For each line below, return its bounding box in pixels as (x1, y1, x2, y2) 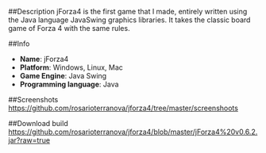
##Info (8, 39, 30, 48)
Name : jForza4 (19, 55, 69, 63)
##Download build (8, 119, 69, 128)
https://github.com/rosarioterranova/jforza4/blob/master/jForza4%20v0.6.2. (8, 127, 258, 136)
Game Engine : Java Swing (19, 71, 107, 80)
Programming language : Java (19, 79, 119, 89)
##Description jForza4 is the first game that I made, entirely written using (8, 7, 248, 16)
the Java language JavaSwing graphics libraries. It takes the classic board (8, 15, 251, 25)
